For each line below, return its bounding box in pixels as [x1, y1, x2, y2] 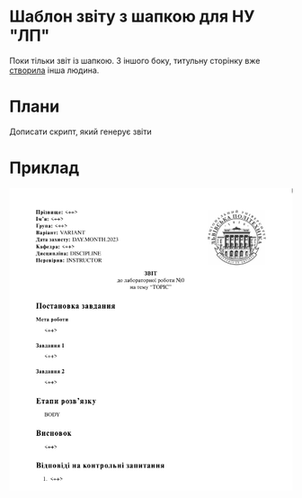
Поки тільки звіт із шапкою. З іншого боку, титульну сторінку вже [9, 55, 261, 66]
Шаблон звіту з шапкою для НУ [9, 6, 255, 27]
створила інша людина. [9, 65, 100, 76]
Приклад [9, 158, 79, 178]
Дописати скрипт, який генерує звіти [9, 126, 152, 137]
